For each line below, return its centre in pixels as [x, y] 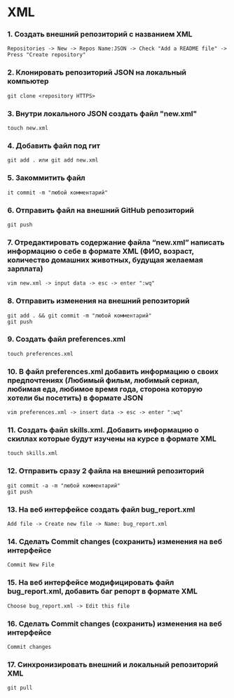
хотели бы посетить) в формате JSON [75, 398]
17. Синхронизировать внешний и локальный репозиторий [113, 664]
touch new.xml [28, 128]
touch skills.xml [33, 453]
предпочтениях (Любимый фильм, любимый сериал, [103, 380]
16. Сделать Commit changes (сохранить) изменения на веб [115, 623]
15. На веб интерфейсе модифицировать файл [91, 583]
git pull [20, 688]
